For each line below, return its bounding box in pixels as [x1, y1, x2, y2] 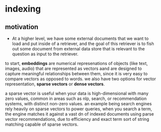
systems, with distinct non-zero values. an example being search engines [5, 101, 152, 106]
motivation [5, 23, 39, 31]
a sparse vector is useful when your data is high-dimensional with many [5, 91, 149, 96]
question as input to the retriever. [12, 51, 79, 57]
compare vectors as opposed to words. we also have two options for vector [5, 76, 156, 82]
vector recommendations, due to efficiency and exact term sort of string [5, 116, 149, 122]
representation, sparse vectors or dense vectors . [5, 81, 105, 87]
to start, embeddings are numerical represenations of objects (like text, [5, 61, 148, 66]
